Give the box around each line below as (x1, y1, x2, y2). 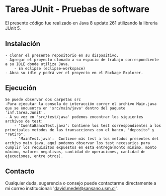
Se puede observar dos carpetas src (5, 97, 81, 102)
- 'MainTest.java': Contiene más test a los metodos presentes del (14, 136, 159, 141)
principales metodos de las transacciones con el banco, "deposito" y (5, 127, 155, 132)
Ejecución (5, 84, 37, 93)
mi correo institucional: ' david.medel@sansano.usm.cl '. (5, 186, 118, 192)
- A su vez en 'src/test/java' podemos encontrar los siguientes (5, 114, 143, 119)
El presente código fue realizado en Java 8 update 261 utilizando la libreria (5, 20, 158, 26)
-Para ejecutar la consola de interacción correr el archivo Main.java (5, 101, 157, 106)
